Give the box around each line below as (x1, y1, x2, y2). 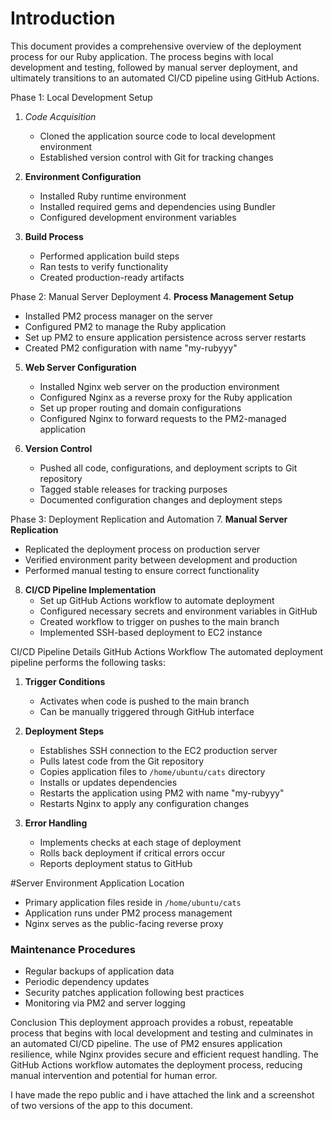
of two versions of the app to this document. (10, 1100, 193, 1112)
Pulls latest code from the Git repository (39, 755, 205, 767)
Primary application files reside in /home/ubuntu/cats (24, 896, 242, 908)
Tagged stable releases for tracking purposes (39, 483, 228, 495)
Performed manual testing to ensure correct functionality (24, 564, 260, 576)
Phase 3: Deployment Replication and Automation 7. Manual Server (10, 513, 288, 525)
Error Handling (24, 817, 88, 829)
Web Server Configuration (24, 361, 137, 373)
